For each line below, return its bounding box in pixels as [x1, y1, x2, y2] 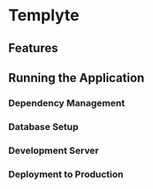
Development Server [8, 144, 99, 156]
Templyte [8, 5, 80, 26]
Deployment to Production [8, 168, 125, 180]
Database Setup [8, 120, 79, 132]
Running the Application [8, 70, 145, 85]
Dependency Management [8, 96, 126, 109]
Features [8, 41, 58, 56]
